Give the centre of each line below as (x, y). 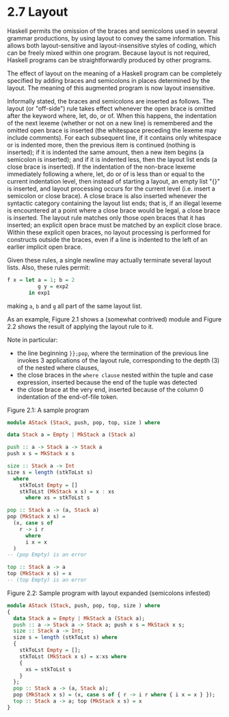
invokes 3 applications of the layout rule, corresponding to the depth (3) (118, 360)
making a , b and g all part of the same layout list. (75, 306)
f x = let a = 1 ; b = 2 (41, 280)
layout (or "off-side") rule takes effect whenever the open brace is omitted (112, 108)
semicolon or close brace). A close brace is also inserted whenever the (107, 195)
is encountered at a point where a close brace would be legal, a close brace (114, 210)
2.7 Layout (38, 12)
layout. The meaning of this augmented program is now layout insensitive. (111, 88)
